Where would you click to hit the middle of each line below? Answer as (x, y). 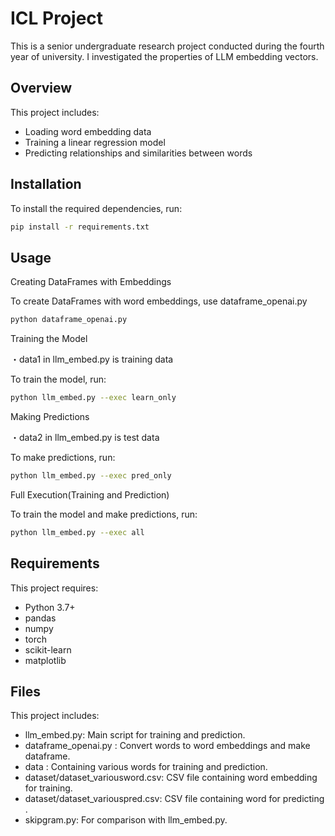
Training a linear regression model (95, 142)
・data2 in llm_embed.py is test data (85, 437)
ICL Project (57, 18)
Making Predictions (50, 416)
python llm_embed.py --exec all (77, 532)
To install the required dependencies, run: (96, 208)
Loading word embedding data (88, 131)
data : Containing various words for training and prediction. (146, 767)
